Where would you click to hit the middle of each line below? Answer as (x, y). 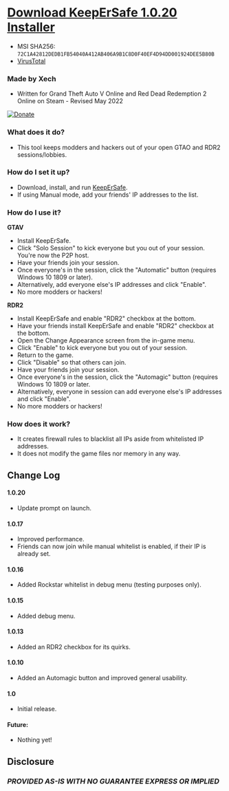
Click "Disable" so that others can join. (72, 362)
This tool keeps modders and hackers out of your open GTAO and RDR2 (119, 147)
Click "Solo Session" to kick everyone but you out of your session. (111, 248)
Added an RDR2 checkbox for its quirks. (74, 647)
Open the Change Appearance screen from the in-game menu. (106, 340)
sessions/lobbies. (42, 154)
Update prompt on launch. (54, 508)
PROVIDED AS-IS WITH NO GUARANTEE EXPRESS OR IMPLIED (113, 781)
